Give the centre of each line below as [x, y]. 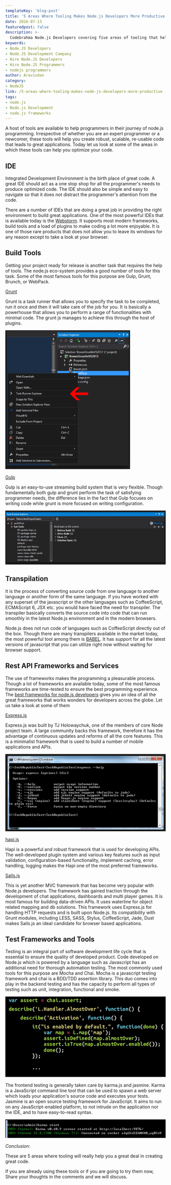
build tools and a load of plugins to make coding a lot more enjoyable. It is [82, 226]
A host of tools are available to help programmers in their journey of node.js [84, 128]
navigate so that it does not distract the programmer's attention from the [81, 195]
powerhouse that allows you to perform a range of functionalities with [78, 312]
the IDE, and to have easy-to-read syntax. [49, 1113]
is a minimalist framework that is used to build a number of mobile [74, 741]
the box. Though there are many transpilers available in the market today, [82, 634]
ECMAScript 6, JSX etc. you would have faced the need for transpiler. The [83, 607]
